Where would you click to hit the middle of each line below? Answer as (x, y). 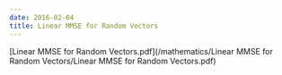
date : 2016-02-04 (42, 17)
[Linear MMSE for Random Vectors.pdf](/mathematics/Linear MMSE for (141, 51)
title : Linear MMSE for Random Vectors (84, 26)
